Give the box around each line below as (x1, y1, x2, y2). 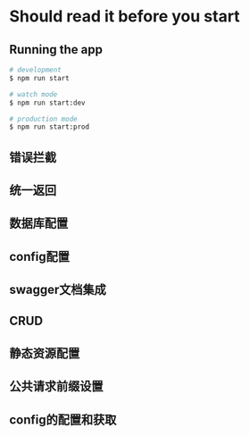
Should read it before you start (9, 6, 241, 27)
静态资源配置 (9, 346, 80, 361)
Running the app (9, 42, 103, 57)
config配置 (9, 248, 70, 264)
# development (9, 65, 62, 74)
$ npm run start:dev (9, 98, 87, 107)
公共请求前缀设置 (9, 379, 104, 394)
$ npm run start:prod (9, 122, 90, 131)
